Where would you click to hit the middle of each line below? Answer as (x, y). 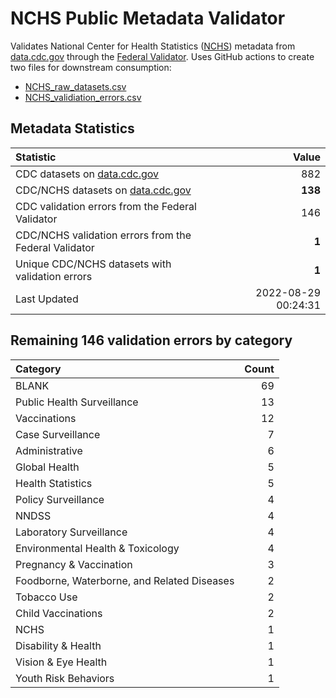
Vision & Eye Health (61, 662)
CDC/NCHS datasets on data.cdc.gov (103, 190)
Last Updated (47, 299)
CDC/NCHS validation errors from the (103, 235)
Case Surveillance (58, 434)
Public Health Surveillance (77, 402)
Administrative (49, 450)
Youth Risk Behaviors (65, 678)
